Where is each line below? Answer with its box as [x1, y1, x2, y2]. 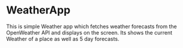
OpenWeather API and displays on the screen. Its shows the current [6, 29, 173, 36]
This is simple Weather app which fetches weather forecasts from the [6, 23, 177, 30]
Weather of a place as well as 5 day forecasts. [6, 35, 120, 42]
